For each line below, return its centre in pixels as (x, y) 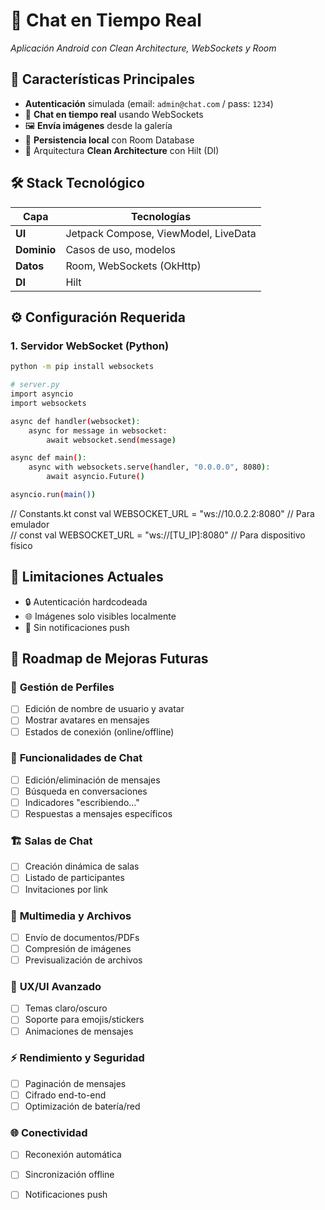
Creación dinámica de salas (82, 866)
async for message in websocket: (98, 430)
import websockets (48, 403)
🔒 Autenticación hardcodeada (86, 601)
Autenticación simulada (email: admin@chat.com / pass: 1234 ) (149, 103)
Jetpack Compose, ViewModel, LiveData (161, 233)
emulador (30, 524)
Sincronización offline (69, 1175)
